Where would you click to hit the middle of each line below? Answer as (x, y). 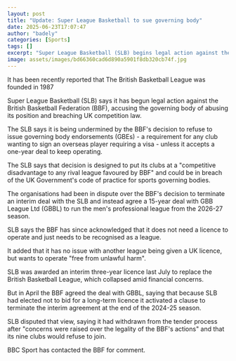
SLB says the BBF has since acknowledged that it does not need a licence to (118, 230)
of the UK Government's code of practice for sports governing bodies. (109, 180)
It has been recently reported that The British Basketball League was (106, 79)
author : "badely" (33, 33)
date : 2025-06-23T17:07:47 (47, 27)
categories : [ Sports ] (39, 40)
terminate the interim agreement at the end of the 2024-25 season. (104, 308)
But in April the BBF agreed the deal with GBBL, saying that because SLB (112, 293)
